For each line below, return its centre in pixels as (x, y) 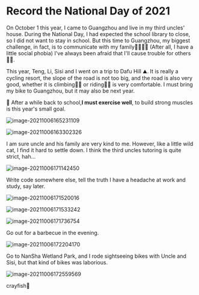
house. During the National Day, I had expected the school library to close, (98, 34)
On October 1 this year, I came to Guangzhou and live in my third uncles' (96, 28)
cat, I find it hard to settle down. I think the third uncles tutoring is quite (94, 150)
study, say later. (26, 186)
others (183, 53)
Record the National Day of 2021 (88, 11)
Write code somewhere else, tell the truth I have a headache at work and (96, 180)
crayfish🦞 (18, 285)
